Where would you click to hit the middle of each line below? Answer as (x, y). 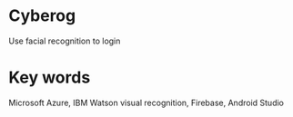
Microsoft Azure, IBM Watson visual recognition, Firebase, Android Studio (146, 102)
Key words (50, 78)
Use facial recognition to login (65, 41)
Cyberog (42, 16)
